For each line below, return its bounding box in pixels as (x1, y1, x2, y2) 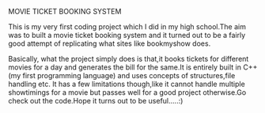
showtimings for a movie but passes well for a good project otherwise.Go (8, 88, 247, 97)
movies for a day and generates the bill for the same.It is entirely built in (8, 62, 241, 72)
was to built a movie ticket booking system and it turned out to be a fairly (8, 31, 246, 40)
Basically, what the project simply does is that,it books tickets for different (8, 55, 249, 63)
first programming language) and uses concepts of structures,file (22, 71, 236, 80)
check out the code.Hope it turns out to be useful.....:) (8, 96, 184, 105)
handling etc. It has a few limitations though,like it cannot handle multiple (8, 79, 245, 89)
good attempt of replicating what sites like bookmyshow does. (8, 39, 211, 48)
